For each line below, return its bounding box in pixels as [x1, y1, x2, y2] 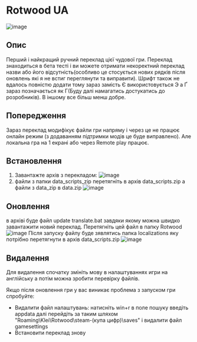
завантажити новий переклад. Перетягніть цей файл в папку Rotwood [6, 223, 182, 230]
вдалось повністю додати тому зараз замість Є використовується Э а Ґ [6, 81, 188, 88]
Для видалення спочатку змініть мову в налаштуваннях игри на [6, 269, 168, 275]
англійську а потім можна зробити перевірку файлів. [6, 275, 140, 282]
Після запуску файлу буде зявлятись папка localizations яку [28, 230, 179, 237]
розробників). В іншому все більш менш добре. [6, 93, 126, 100]
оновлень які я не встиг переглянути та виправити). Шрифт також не [6, 74, 180, 82]
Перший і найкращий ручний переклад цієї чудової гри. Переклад [6, 56, 173, 63]
